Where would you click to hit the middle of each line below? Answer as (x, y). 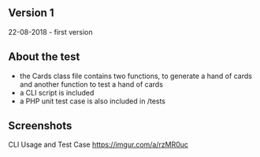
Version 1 (31, 13)
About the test (44, 57)
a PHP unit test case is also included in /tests (93, 101)
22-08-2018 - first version (50, 32)
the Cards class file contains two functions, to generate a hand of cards (136, 76)
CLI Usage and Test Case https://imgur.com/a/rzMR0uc (98, 144)
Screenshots (40, 126)
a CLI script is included (57, 92)
